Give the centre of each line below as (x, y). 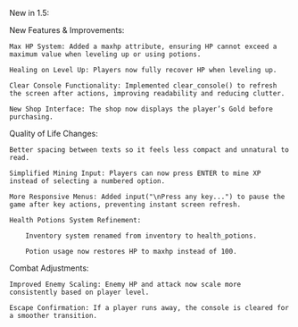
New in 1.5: (29, 13)
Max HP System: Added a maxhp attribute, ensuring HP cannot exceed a (143, 46)
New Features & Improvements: (67, 30)
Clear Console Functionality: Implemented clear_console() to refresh (143, 86)
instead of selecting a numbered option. (87, 181)
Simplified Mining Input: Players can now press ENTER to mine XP (135, 173)
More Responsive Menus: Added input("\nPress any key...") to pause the (147, 197)
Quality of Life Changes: (54, 134)
